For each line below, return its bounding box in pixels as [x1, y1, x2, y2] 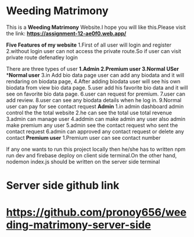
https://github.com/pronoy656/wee [6, 206, 187, 219]
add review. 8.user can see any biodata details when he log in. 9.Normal [6, 96, 182, 104]
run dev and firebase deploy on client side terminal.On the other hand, [6, 152, 177, 159]
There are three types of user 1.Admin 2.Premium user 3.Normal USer [6, 65, 179, 72]
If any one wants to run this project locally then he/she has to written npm [6, 146, 186, 153]
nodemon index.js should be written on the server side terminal [6, 158, 160, 165]
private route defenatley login [6, 54, 78, 61]
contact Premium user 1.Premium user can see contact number [6, 134, 161, 141]
